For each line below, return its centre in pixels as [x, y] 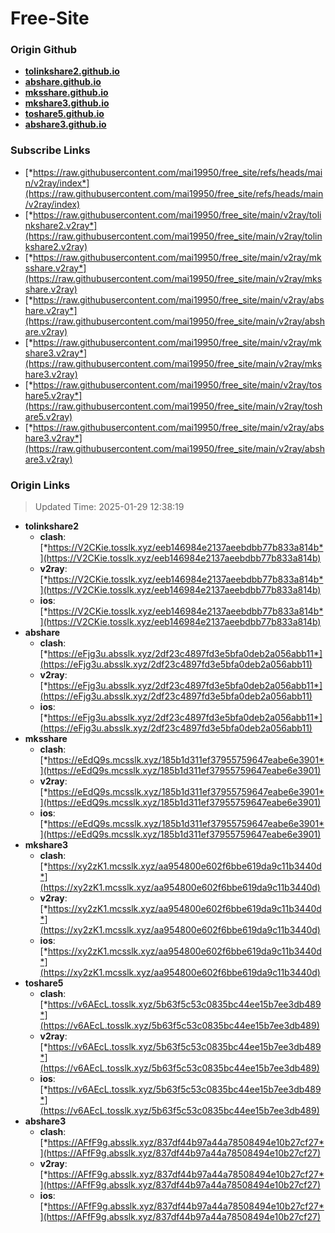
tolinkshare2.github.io [72, 71]
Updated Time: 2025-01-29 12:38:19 [109, 507]
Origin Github [44, 50]
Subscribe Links [50, 150]
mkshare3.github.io [67, 103]
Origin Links [40, 485]
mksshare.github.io [66, 93]
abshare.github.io [63, 82]
